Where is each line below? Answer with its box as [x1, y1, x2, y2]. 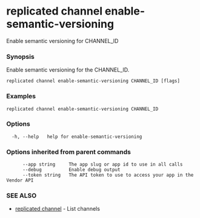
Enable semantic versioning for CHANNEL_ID [6, 37, 119, 44]
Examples [6, 92, 36, 101]
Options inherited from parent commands [6, 148, 132, 156]
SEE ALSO [6, 191, 37, 200]
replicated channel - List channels [15, 205, 100, 213]
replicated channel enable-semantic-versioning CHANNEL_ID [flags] [6, 78, 181, 84]
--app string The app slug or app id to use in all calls [22, 162, 183, 168]
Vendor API [6, 177, 34, 183]
